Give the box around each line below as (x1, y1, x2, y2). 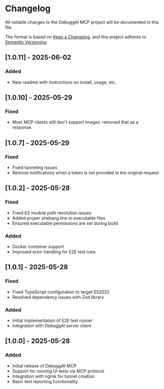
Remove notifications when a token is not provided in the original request (12, 170, 160, 176)
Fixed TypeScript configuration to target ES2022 (12, 289, 110, 295)
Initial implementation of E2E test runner (12, 317, 93, 323)
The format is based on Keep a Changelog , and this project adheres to (5, 34, 146, 40)
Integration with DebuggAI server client (12, 322, 91, 329)
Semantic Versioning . (5, 39, 48, 45)
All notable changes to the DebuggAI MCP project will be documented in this (5, 19, 159, 25)
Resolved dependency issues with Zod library (12, 294, 104, 300)
